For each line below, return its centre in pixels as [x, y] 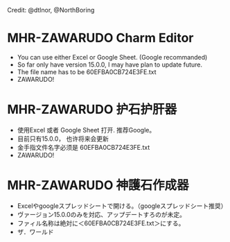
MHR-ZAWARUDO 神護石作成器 [98, 185]
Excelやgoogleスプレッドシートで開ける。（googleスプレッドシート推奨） [122, 206]
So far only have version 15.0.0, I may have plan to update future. [110, 64]
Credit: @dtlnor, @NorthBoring [51, 10]
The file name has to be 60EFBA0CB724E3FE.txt [87, 71]
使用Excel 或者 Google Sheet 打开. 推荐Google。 [86, 130]
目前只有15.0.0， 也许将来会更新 [63, 139]
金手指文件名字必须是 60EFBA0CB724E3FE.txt [83, 147]
